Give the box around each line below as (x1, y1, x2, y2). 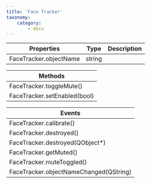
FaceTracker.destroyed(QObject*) (9, 138, 106, 147)
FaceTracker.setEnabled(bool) (9, 92, 95, 100)
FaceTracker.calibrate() (9, 119, 75, 128)
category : (17, 20, 42, 26)
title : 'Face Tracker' (6, 8, 63, 15)
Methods (38, 72, 65, 80)
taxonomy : (6, 14, 31, 20)
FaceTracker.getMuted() (9, 148, 78, 156)
